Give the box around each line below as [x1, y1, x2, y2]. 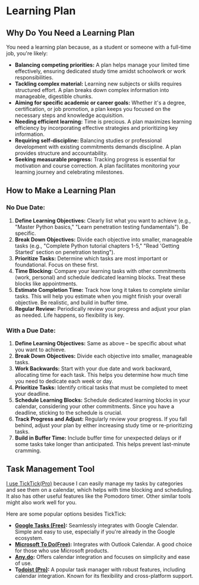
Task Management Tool [6, 464, 95, 474]
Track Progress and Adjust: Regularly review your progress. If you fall [14, 415, 187, 422]
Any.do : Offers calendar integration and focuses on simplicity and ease [14, 553, 190, 560]
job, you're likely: [6, 50, 48, 57]
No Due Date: [6, 204, 46, 212]
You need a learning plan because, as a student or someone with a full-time [6, 43, 191, 50]
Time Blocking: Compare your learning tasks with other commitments [14, 267, 186, 274]
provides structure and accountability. [14, 150, 108, 157]
